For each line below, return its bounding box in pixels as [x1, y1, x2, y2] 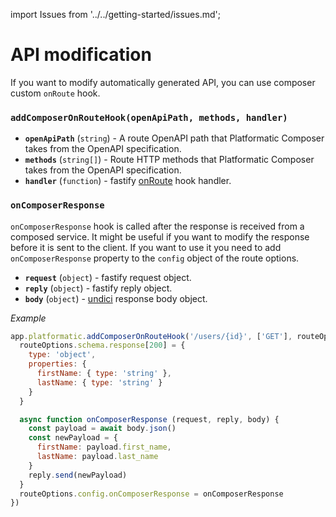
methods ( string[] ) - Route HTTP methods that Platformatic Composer [24, 154, 315, 166]
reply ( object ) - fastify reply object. [24, 282, 173, 294]
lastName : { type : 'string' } [36, 377, 163, 388]
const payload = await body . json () [28, 424, 177, 434]
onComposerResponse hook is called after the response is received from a [10, 220, 305, 232]
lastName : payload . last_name [36, 452, 159, 462]
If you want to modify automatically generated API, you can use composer [10, 76, 316, 88]
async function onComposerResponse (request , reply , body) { [19, 414, 280, 424]
